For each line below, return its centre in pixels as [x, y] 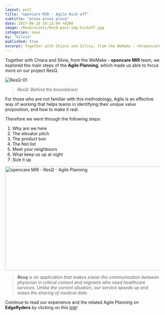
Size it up [22, 159]
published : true [22, 42]
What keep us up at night [38, 154]
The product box [29, 139]
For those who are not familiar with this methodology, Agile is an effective [79, 99]
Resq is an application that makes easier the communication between [88, 277]
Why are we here [29, 128]
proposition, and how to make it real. [42, 109]
